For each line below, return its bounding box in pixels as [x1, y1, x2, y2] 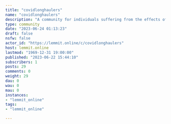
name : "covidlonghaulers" [5, 12, 60, 17]
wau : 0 [5, 83, 19, 88]
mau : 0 [5, 87, 19, 93]
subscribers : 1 [5, 59, 38, 65]
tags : [5, 102, 17, 107]
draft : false [5, 31, 33, 36]
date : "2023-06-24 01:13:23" [5, 26, 67, 32]
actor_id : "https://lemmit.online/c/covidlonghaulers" [5, 41, 124, 46]
